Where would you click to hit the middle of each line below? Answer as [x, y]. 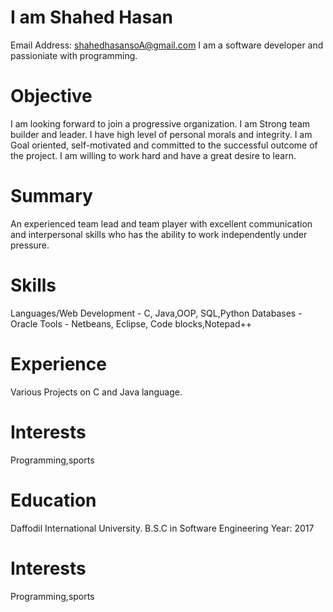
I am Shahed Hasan [91, 17]
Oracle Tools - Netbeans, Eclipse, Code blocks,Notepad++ [131, 323]
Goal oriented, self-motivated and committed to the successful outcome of [164, 145]
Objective [51, 96]
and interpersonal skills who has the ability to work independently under [159, 234]
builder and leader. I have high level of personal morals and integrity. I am [161, 134]
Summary [51, 196]
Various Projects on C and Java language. [96, 392]
